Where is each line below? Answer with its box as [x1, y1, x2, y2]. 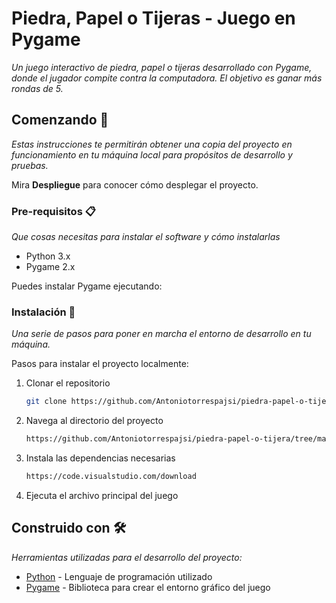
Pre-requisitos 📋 [11, 204, 96, 218]
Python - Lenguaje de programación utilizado [25, 570, 213, 582]
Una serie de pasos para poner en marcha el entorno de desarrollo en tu [11, 328, 312, 340]
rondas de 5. [11, 82, 64, 94]
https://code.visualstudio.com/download [25, 472, 197, 482]
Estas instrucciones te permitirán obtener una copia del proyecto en [11, 138, 293, 150]
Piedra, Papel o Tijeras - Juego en [11, 7, 296, 30]
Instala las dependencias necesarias [25, 452, 176, 464]
